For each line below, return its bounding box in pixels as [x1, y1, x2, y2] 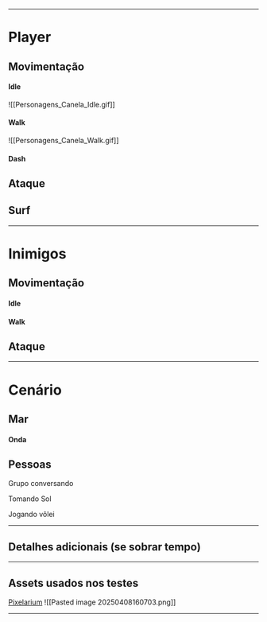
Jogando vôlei [8, 510, 55, 519]
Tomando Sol [8, 494, 52, 503]
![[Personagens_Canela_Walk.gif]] [8, 135, 119, 145]
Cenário [8, 381, 62, 398]
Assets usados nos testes [8, 576, 139, 589]
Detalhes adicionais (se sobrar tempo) [8, 540, 201, 554]
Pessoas [8, 457, 52, 471]
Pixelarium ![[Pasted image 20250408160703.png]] [8, 597, 176, 607]
